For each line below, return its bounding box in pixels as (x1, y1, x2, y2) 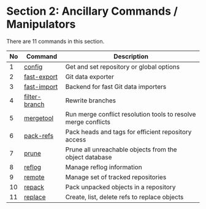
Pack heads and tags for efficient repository (65, 127, 192, 136)
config (24, 63, 43, 71)
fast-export (24, 72, 58, 81)
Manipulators (6, 17, 76, 31)
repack (24, 183, 44, 191)
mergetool (24, 113, 54, 122)
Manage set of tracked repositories (65, 173, 167, 181)
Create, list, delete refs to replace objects (65, 192, 184, 201)
